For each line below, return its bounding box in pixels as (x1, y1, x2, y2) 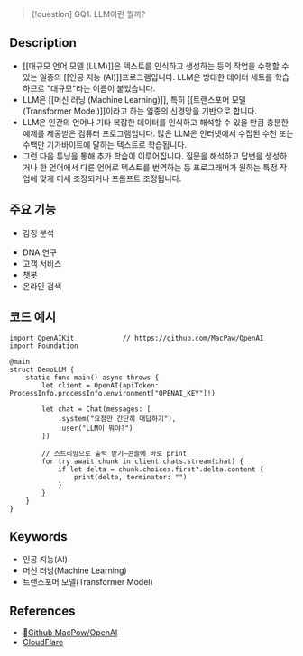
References (9, 603, 76, 618)
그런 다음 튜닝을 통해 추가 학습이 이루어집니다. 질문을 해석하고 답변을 (22, 150, 263, 161)
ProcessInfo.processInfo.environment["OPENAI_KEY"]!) (9, 389, 216, 398)
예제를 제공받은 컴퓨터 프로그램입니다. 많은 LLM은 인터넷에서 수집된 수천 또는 (22, 128, 294, 139)
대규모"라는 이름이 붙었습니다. (50, 83, 156, 94)
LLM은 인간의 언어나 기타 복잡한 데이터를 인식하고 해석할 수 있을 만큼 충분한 (22, 116, 289, 127)
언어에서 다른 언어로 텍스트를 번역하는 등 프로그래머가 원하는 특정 (49, 161, 278, 172)
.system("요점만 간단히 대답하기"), (57, 415, 177, 424)
